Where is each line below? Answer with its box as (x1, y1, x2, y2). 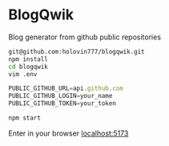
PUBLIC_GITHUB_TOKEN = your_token (8, 99, 116, 107)
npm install (8, 55, 48, 63)
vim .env (8, 70, 38, 78)
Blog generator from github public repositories (8, 32, 162, 42)
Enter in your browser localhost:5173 (8, 128, 129, 138)
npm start (8, 114, 42, 122)
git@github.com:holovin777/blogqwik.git (8, 47, 146, 55)
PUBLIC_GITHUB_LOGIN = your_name (8, 92, 113, 100)
